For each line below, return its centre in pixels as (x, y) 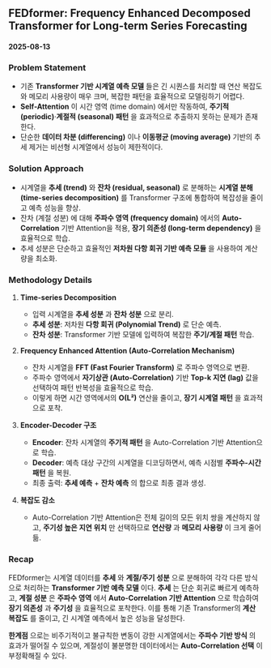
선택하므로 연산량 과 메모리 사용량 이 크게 (182, 527)
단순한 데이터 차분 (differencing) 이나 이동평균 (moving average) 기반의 (136, 137)
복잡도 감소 (37, 500)
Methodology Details (51, 280)
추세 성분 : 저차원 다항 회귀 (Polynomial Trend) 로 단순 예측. (127, 324)
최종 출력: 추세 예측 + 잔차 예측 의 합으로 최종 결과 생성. (119, 482)
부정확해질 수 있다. (38, 656)
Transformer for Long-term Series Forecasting (128, 26)
